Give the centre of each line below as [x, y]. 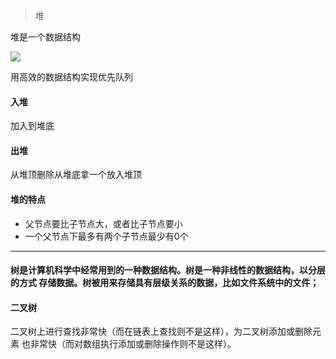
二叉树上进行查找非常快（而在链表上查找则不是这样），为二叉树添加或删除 [161, 331]
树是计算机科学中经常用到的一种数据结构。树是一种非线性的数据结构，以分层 [168, 270]
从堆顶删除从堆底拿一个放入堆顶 [76, 175]
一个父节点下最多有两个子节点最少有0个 [106, 236]
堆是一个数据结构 [45, 37]
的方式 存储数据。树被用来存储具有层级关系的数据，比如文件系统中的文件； [165, 283]
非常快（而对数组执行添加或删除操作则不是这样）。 [133, 344]
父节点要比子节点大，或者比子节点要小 [103, 223]
